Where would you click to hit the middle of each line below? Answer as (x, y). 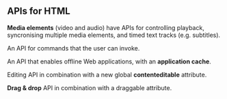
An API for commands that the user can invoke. (74, 48)
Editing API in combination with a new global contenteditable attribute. (107, 74)
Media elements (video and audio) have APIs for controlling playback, (106, 27)
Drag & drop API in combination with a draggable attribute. (90, 87)
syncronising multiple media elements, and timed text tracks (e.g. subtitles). (114, 35)
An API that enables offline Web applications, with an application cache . (109, 61)
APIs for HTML (39, 11)
